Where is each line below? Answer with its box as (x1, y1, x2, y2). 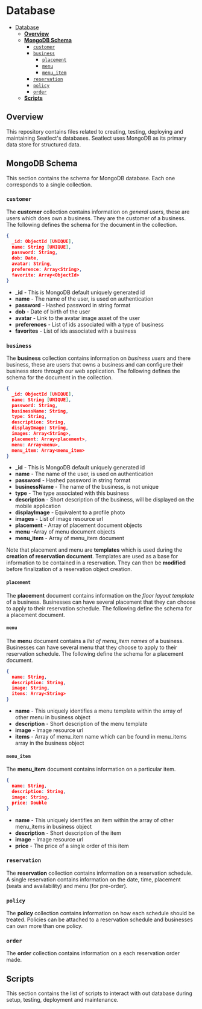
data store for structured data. (6, 140, 81, 148)
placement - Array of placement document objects (14, 521, 142, 529)
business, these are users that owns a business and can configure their (6, 361, 184, 368)
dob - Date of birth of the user (14, 308, 90, 315)
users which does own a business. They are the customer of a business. (6, 214, 186, 221)
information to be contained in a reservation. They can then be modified (6, 559, 186, 566)
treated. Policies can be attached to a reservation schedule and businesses (6, 916, 193, 923)
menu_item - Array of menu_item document (14, 535, 125, 542)
